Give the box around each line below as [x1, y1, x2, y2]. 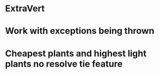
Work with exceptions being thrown [5, 25, 155, 37]
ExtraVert [5, 3, 45, 14]
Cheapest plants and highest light [5, 48, 147, 59]
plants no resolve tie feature [5, 58, 123, 69]
